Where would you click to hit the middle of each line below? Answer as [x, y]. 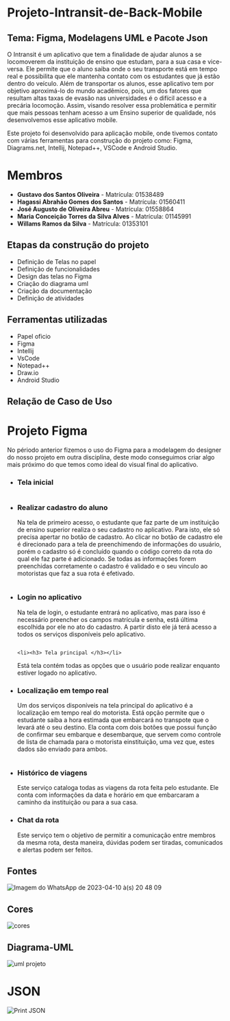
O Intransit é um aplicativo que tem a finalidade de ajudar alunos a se [104, 54]
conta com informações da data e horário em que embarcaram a [108, 795]
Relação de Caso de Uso [60, 401]
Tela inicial [35, 482]
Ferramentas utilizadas [57, 320]
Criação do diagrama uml [53, 283]
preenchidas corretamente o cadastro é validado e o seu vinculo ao [112, 566]
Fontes [22, 871]
